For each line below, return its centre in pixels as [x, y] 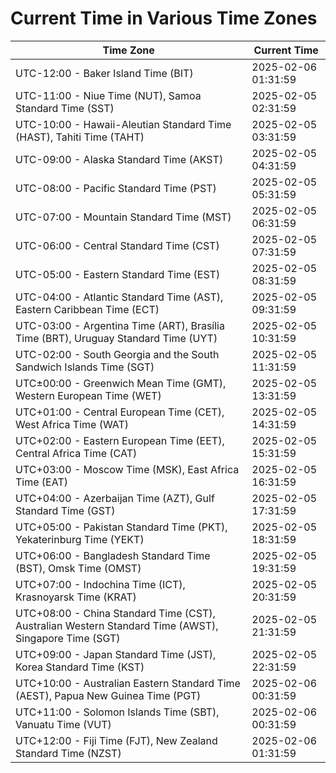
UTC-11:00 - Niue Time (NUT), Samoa [108, 95]
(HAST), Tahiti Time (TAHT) [80, 137]
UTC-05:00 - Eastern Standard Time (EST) [118, 274]
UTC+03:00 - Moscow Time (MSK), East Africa [127, 469]
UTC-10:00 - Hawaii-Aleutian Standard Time [123, 124]
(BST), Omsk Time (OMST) [78, 568]
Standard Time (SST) [65, 108]
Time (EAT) [41, 482]
